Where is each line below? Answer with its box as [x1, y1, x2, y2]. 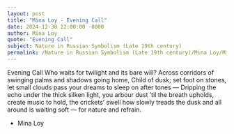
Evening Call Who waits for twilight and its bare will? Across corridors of [7, 68, 214, 77]
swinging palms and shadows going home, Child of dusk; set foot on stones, [7, 75, 226, 84]
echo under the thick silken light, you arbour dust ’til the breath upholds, [7, 90, 214, 98]
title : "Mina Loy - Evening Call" [7, 17, 108, 24]
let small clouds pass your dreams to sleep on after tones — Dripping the [7, 83, 217, 91]
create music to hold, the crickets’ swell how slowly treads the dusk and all [7, 98, 221, 106]
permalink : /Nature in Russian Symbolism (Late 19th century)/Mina [7, 50, 208, 57]
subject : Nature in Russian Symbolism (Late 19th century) [7, 43, 182, 50]
